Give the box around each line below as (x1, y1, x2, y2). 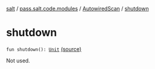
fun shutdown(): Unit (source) (6, 45, 82, 52)
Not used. (6, 57, 30, 64)
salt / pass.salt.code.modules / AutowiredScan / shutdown (6, 5, 149, 12)
